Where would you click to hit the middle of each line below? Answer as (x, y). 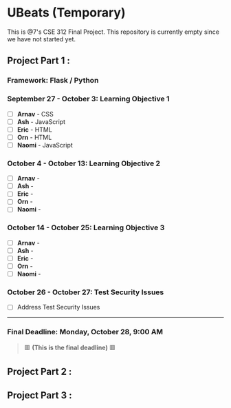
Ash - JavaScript (41, 121)
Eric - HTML (35, 130)
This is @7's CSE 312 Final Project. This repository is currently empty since (113, 32)
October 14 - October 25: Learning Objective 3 (86, 227)
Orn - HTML (34, 137)
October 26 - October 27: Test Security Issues (86, 292)
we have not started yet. (41, 39)
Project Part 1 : (38, 61)
